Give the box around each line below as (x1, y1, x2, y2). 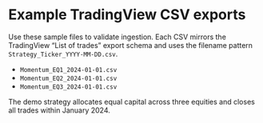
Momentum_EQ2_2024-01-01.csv (19, 74, 118, 82)
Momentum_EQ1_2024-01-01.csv (19, 65, 118, 73)
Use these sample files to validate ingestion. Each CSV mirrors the (8, 32, 226, 42)
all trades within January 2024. (8, 105, 110, 115)
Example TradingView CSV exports (8, 6, 246, 24)
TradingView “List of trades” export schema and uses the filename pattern (8, 40, 253, 50)
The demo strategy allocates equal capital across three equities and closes (8, 97, 256, 106)
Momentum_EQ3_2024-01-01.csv (19, 82, 118, 91)
